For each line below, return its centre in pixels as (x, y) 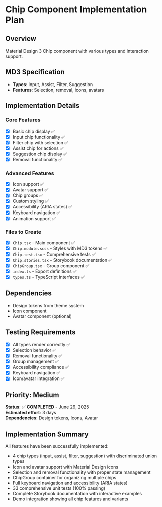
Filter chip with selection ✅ (40, 142)
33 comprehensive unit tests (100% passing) (59, 488)
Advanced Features (30, 173)
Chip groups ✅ (28, 195)
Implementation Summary (47, 434)
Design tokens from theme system (48, 306)
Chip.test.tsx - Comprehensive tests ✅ (54, 255)
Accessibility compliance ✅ (41, 367)
